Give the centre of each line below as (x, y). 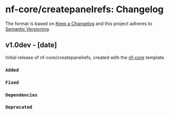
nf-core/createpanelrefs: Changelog (84, 9)
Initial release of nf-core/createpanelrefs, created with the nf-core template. (85, 57)
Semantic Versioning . (28, 29)
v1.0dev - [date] (31, 45)
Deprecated (19, 107)
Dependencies (22, 95)
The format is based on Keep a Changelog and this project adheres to (79, 24)
